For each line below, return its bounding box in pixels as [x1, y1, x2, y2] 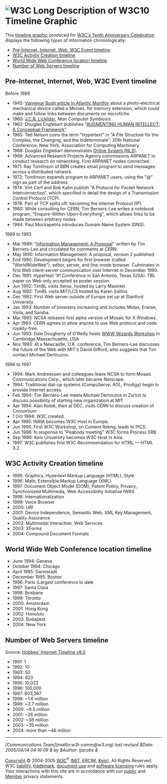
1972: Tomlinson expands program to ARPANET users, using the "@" [12, 174, 153, 180]
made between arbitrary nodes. [12, 216, 77, 222]
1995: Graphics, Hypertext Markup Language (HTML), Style [12, 472, 135, 478]
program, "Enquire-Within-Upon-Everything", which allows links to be [12, 211, 155, 217]
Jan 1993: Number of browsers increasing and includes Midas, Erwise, [12, 304, 157, 310]
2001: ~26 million [12, 711, 48, 718]
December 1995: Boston [12, 574, 62, 580]
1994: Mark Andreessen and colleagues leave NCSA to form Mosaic [12, 371, 152, 377]
